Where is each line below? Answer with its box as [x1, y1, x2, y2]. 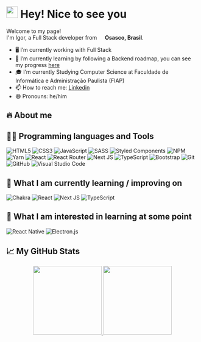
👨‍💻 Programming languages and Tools [6, 131, 154, 141]
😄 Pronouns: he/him [15, 92, 67, 100]
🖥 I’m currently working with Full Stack [15, 46, 111, 53]
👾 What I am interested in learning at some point [6, 212, 192, 222]
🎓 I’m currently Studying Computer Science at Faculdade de [15, 68, 169, 76]
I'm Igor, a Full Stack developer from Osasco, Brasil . [6, 34, 144, 41]
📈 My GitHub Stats [6, 246, 80, 257]
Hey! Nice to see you [20, 7, 127, 21]
